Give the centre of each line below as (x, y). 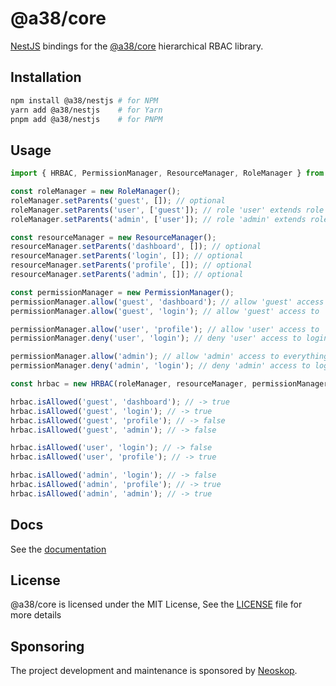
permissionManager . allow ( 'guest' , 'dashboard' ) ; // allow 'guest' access (167, 302)
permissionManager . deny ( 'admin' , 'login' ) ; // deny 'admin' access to (160, 366)
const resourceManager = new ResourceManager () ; (113, 237)
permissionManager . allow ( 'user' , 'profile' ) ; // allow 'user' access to (165, 329)
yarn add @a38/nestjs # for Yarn (86, 110)
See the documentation (58, 549)
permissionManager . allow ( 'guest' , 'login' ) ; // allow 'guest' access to (165, 311)
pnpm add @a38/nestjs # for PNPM (86, 119)
